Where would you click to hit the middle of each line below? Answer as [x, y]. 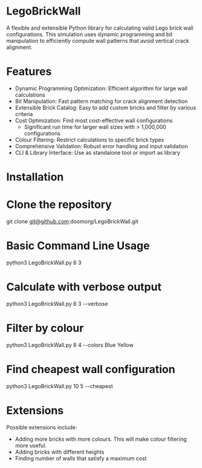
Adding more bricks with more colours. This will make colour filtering [101, 439]
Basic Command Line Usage [78, 246]
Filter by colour [45, 328]
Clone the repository [59, 205]
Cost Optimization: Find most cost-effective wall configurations [94, 120]
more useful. [31, 445]
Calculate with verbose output [84, 287]
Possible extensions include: [42, 427]
